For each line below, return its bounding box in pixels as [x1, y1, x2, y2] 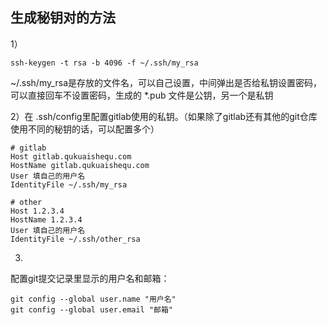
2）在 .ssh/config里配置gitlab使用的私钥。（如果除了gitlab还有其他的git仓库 [10, 110, 318, 122]
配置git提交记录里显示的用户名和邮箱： [10, 272, 170, 284]
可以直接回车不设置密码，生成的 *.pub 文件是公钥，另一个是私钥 [10, 89, 274, 101]
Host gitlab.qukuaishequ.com [10, 151, 132, 162]
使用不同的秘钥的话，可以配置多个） [10, 123, 160, 135]
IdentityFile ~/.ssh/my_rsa [10, 179, 128, 190]
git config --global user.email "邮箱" [10, 304, 174, 315]
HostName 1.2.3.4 [10, 214, 83, 225]
